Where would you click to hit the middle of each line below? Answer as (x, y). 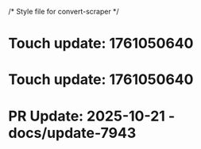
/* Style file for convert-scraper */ (64, 11)
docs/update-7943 (72, 133)
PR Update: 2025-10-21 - (92, 116)
